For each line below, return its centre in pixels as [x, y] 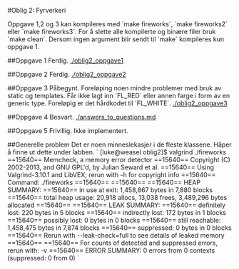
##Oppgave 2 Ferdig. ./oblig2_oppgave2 [67, 74]
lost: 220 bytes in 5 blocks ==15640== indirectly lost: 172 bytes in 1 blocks [117, 212]
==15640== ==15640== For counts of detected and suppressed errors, [112, 243]
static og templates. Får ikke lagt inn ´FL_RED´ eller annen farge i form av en [119, 96]
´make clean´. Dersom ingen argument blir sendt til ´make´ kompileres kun [116, 39]
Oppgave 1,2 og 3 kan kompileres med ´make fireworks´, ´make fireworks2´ [118, 24]
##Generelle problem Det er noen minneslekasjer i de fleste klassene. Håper [119, 144]
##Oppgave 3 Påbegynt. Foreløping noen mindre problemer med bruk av [115, 88]
